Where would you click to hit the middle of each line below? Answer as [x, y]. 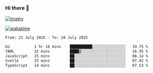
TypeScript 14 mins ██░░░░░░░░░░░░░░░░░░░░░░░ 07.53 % [77, 65]
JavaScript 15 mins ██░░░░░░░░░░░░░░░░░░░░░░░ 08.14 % [77, 56]
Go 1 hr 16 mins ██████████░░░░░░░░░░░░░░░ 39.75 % [77, 47]
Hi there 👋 [17, 8]
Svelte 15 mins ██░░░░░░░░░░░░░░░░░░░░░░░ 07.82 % [77, 60]
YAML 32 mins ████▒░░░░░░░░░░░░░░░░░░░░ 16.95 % [77, 51]
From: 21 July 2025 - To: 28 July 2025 [47, 38]
